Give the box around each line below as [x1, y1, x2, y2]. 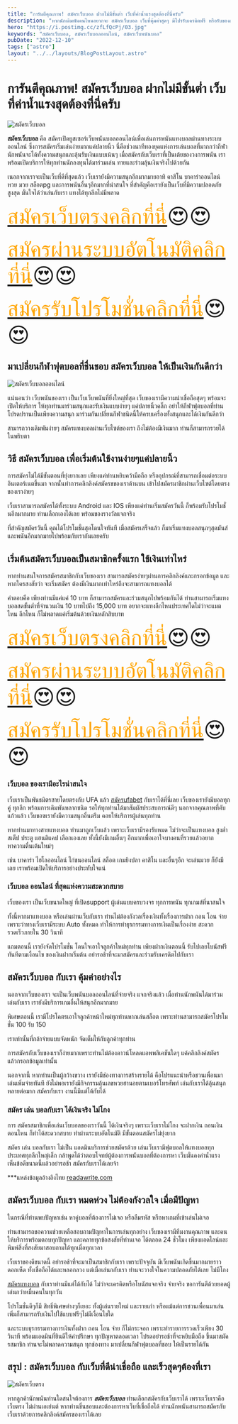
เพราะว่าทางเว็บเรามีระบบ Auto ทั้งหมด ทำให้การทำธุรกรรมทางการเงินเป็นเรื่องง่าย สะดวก [7, 920, 214, 928]
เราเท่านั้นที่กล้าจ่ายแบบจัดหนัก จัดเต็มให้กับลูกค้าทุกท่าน [7, 1034, 136, 1043]
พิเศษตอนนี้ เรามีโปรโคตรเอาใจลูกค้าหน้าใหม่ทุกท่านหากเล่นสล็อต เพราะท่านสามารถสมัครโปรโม [7, 1012, 228, 1020]
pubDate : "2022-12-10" [7, 37, 74, 44]
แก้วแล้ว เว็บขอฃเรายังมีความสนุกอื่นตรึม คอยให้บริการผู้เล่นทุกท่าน [7, 811, 161, 819]
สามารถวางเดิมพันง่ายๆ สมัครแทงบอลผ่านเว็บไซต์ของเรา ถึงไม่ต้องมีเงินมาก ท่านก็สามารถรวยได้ [7, 424, 225, 432]
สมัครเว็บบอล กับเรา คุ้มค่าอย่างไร [7, 971, 122, 983]
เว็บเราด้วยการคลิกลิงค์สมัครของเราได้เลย [7, 1410, 101, 1418]
